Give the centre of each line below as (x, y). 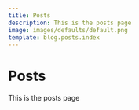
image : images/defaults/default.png (68, 30)
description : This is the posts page (70, 23)
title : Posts (29, 15)
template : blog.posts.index (54, 37)
